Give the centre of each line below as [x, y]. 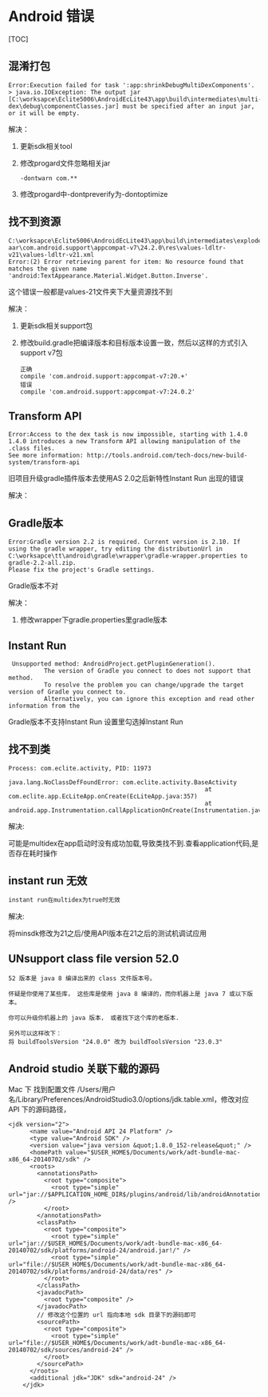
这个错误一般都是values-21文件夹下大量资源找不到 [91, 291]
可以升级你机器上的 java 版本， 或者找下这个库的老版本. [97, 1018]
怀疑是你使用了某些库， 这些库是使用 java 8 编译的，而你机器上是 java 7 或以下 [128, 994]
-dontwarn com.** [49, 178]
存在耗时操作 [36, 853]
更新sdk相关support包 [56, 326]
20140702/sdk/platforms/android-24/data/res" [85, 1272]
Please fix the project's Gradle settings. [82, 570]
